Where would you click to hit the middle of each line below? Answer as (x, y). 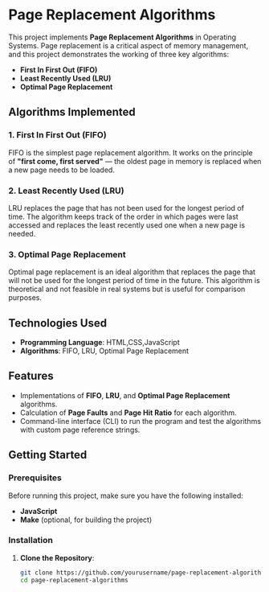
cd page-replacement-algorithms (74, 580)
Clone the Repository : (57, 557)
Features (31, 376)
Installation (31, 541)
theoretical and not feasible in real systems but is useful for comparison (127, 289)
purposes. (25, 298)
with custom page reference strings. (80, 430)
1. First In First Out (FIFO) (57, 135)
